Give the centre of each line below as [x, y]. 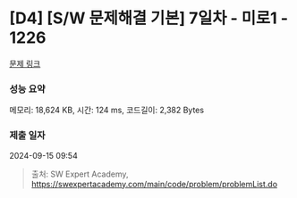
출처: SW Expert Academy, [80, 174]
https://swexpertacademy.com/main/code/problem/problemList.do [154, 184]
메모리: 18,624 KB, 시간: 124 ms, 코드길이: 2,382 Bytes [106, 110]
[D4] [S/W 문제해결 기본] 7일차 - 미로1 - [149, 18]
